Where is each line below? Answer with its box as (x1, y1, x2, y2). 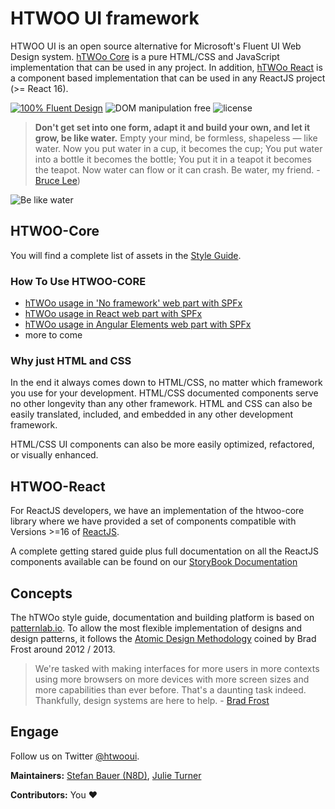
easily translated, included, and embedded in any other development (10, 408, 294, 421)
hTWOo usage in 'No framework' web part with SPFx (24, 297, 243, 309)
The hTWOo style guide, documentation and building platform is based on (10, 611, 315, 623)
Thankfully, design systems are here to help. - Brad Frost (34, 694, 270, 706)
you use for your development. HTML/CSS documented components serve (10, 387, 319, 399)
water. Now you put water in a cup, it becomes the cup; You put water (34, 142, 323, 154)
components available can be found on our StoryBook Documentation (10, 556, 298, 568)
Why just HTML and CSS (10, 353, 132, 367)
